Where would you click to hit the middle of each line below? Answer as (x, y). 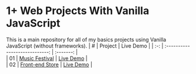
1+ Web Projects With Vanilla (78, 11)
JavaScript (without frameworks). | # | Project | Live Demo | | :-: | (85, 46)
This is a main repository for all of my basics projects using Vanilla (86, 39)
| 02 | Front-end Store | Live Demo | (49, 64)
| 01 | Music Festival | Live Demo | (47, 58)
